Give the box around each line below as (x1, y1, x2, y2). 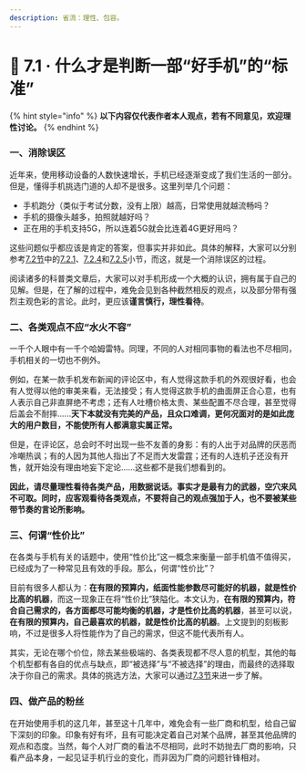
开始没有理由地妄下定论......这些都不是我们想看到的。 (33, 462, 231, 473)
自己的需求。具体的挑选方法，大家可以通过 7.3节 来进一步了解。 (33, 670, 268, 681)
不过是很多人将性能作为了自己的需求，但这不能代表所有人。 (25, 628, 249, 639)
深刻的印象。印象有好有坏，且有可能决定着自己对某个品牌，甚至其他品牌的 (16, 729, 297, 740)
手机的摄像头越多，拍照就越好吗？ (22, 211, 151, 222)
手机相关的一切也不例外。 (9, 355, 106, 366)
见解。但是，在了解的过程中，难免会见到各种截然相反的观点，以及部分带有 (9, 284, 289, 295)
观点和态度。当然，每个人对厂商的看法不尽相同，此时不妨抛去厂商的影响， (9, 740, 289, 751)
